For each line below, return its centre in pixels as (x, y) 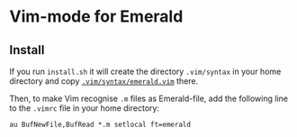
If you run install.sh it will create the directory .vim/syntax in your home (145, 71)
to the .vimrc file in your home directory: (85, 108)
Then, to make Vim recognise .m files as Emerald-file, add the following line (148, 98)
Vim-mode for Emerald (96, 17)
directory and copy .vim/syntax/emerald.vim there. (104, 81)
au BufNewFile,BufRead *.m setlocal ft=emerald (100, 124)
